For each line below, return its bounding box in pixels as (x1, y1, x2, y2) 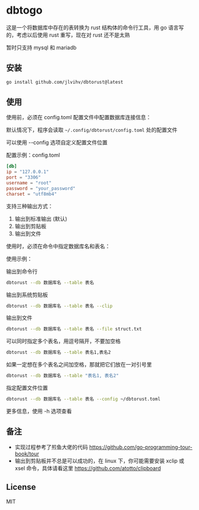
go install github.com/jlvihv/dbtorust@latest (6, 79, 124, 85)
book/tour (14, 450, 40, 457)
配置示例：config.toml (6, 152, 61, 159)
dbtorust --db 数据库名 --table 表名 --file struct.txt (6, 326, 142, 332)
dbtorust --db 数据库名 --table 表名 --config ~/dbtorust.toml (6, 396, 161, 402)
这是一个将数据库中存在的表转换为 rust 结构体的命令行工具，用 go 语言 (6, 24, 179, 31)
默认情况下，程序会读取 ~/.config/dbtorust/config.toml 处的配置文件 (6, 126, 178, 133)
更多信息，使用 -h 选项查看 (6, 407, 72, 415)
